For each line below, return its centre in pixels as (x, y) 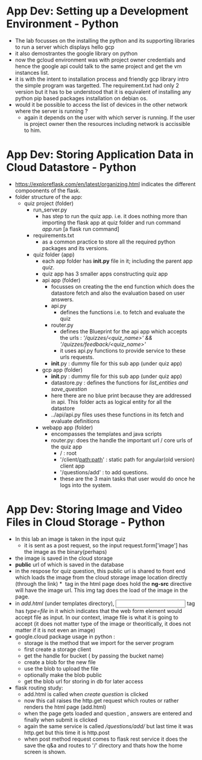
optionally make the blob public (63, 675)
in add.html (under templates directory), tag (105, 603)
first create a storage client (58, 649)
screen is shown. (45, 752)
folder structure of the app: (49, 196)
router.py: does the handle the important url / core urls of (122, 440)
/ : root (68, 453)
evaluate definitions (75, 421)
